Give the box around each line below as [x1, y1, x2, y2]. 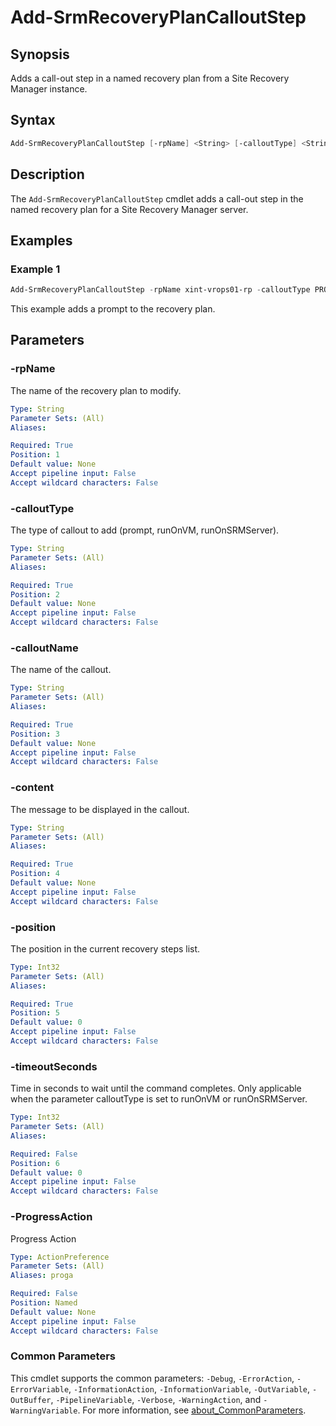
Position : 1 [10, 450, 60, 460]
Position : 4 [10, 869, 60, 879]
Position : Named [10, 1298, 78, 1308]
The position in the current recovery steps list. [10, 942, 201, 955]
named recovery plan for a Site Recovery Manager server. [10, 203, 249, 215]
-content [10, 781, 55, 795]
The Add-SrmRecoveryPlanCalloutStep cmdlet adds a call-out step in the [10, 192, 304, 205]
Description [10, 166, 85, 183]
